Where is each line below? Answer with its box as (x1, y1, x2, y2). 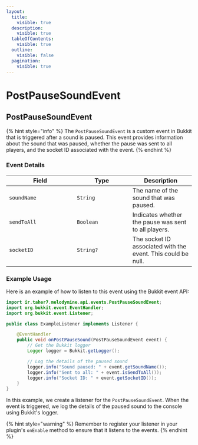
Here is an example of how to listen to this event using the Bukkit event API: (6, 288, 190, 295)
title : (11, 14, 28, 20)
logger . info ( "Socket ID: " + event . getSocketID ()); (27, 375, 157, 381)
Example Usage (6, 274, 52, 283)
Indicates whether (132, 210, 183, 218)
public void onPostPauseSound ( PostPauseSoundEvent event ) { (16, 337, 167, 343)
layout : (6, 8, 25, 15)
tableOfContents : (11, 36, 54, 42)
